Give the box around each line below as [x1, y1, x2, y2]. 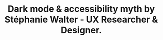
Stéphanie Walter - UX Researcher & [4, 14, 158, 25]
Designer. [60, 25, 102, 36]
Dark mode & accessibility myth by [7, 3, 155, 15]
